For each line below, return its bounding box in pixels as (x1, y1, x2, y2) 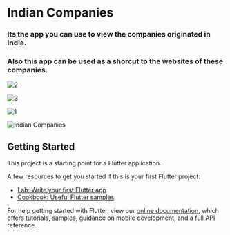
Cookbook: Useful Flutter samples (17, 193, 115, 201)
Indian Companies (7, 5, 114, 21)
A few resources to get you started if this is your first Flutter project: (7, 172, 200, 181)
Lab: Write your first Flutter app (17, 186, 107, 194)
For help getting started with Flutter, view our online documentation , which (7, 207, 220, 215)
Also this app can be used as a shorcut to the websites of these (7, 57, 223, 66)
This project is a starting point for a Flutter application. (7, 159, 162, 167)
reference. (7, 221, 37, 229)
